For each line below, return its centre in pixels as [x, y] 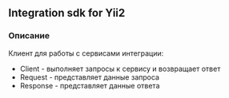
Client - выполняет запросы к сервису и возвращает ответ [120, 69]
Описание [29, 36]
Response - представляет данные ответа [90, 85]
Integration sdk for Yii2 [67, 13]
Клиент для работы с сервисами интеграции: [86, 53]
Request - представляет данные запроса [90, 77]
